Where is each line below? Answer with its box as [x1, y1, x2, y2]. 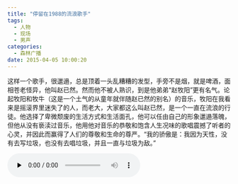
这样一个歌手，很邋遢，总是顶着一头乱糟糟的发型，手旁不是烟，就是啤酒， [7, 76, 225, 85]
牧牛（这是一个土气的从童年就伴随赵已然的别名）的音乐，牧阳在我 [31, 94, 225, 103]
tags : [7, 17, 23, 24]
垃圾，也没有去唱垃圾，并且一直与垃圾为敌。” [25, 139, 157, 147]
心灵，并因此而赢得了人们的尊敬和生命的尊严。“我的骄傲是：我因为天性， [7, 130, 222, 138]
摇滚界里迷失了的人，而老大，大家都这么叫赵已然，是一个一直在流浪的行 [19, 103, 231, 112]
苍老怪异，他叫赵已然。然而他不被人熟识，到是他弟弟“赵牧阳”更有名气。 [13, 86, 225, 94]
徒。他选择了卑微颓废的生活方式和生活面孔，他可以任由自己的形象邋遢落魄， [7, 112, 231, 120]
